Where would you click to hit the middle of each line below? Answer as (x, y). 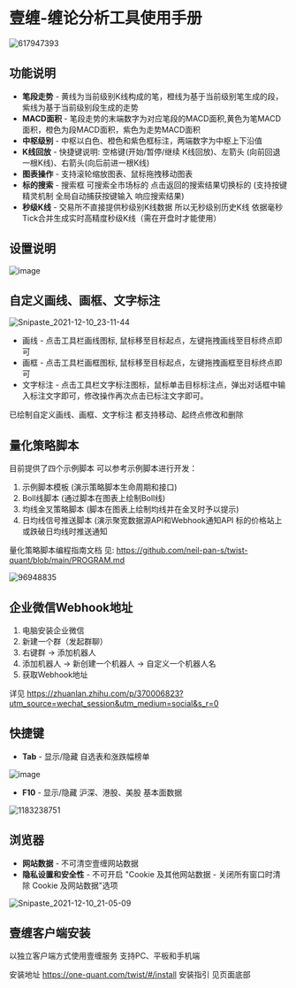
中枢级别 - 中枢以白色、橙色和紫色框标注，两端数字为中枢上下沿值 (142, 140)
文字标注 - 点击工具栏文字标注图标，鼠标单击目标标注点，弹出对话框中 (150, 385)
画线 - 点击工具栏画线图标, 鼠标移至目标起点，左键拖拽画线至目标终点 (148, 341)
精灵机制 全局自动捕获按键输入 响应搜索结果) (103, 196)
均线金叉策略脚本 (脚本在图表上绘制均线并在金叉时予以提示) (130, 509)
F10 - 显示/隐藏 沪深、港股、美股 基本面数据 (102, 792)
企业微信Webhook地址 (71, 607)
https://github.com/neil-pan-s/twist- (182, 551)
